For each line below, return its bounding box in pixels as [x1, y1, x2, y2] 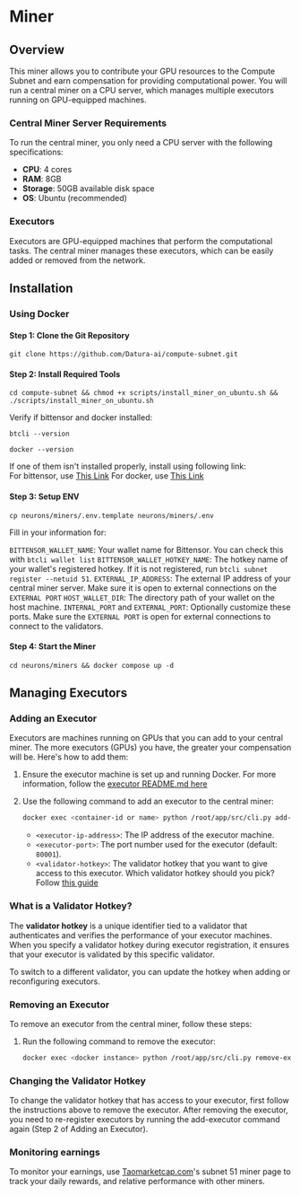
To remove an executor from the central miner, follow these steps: [9, 1018, 253, 1029]
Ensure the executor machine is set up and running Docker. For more [21, 769, 277, 780]
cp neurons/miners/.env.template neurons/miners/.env [9, 511, 215, 520]
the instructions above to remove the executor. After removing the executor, [9, 1104, 288, 1115]
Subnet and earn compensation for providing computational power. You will [9, 75, 287, 86]
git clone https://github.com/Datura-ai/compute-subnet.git [9, 350, 239, 359]
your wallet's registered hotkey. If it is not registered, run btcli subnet [9, 563, 269, 574]
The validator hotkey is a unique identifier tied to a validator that [9, 920, 248, 931]
